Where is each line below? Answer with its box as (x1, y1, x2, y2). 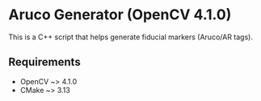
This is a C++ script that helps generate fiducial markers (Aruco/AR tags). (8, 32, 253, 42)
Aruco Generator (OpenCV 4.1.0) (8, 6, 232, 24)
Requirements (8, 55, 81, 69)
